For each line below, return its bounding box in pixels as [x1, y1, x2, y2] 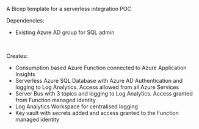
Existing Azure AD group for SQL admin [15, 29, 115, 36]
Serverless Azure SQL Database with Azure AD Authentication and [15, 77, 183, 84]
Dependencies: [6, 17, 45, 24]
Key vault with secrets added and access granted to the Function [15, 110, 179, 116]
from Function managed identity [15, 97, 96, 103]
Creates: [6, 52, 28, 60]
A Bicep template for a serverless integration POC [6, 5, 132, 12]
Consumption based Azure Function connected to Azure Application [15, 64, 187, 71]
